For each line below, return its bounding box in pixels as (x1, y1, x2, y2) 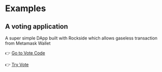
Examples (5, 3, 46, 14)
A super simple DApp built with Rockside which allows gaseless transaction (5, 35, 158, 41)
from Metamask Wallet (5, 40, 51, 46)
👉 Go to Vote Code (5, 50, 45, 56)
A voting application (5, 22, 68, 31)
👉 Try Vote (5, 62, 29, 67)
